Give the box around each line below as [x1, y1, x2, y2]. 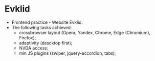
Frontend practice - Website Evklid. [11, 19, 83, 25]
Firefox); [19, 35, 36, 41]
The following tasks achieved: [11, 24, 72, 30]
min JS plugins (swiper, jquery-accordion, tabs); [19, 50, 116, 56]
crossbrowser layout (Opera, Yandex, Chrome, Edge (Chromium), [19, 30, 151, 35]
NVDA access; [19, 45, 48, 51]
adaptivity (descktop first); [19, 40, 73, 46]
